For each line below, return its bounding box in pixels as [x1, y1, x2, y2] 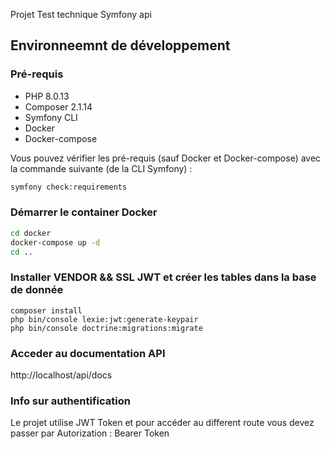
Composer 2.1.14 [24, 100, 93, 113]
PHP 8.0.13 [24, 90, 70, 102]
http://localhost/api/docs [10, 369, 113, 381]
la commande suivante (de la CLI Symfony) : [10, 162, 193, 174]
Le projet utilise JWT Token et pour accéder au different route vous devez [10, 417, 315, 429]
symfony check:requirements [10, 182, 128, 192]
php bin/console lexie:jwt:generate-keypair [10, 314, 199, 324]
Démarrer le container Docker [10, 205, 158, 219]
